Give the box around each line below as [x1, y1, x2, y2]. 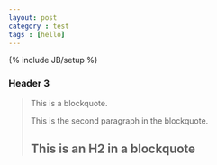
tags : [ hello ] [8, 30, 66, 39]
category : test [8, 22, 69, 31]
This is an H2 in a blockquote [30, 142, 195, 157]
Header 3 [8, 78, 50, 90]
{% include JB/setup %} [8, 55, 98, 66]
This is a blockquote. [30, 97, 108, 108]
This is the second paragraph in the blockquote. [30, 115, 209, 126]
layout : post [8, 13, 58, 23]
